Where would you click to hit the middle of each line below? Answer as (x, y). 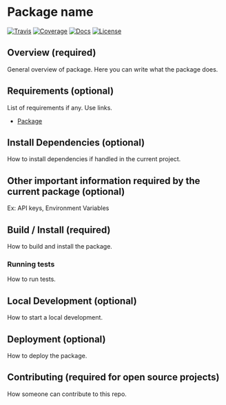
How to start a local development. (55, 318)
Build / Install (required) (59, 230)
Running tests (31, 264)
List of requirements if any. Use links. (60, 107)
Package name (50, 12)
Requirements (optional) (61, 91)
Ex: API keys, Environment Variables (58, 208)
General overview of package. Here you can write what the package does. (113, 69)
